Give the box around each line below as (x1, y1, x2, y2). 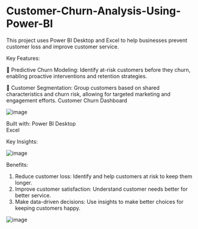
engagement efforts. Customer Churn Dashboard (6, 97, 127, 104)
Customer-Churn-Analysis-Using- (6, 4, 181, 18)
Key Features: (6, 54, 40, 62)
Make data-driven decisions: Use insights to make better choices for (14, 198, 184, 205)
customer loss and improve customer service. (6, 43, 119, 50)
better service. (14, 191, 51, 199)
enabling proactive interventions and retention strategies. (6, 72, 148, 80)
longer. (14, 179, 33, 186)
